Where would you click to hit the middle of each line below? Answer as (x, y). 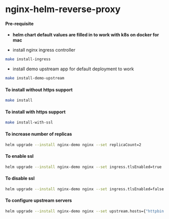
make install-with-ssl (29, 122)
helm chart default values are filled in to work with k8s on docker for (86, 35)
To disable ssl (20, 179)
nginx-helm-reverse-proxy (63, 9)
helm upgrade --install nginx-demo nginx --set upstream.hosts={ (75, 211)
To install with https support (35, 112)
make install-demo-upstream (35, 78)
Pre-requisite (19, 23)
